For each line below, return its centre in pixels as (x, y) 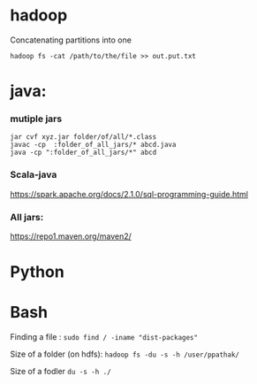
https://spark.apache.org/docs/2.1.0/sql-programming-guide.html (129, 194)
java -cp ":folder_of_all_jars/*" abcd (83, 153)
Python (37, 272)
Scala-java (34, 175)
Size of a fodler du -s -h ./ (60, 372)
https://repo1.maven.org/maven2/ (71, 236)
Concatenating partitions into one (71, 40)
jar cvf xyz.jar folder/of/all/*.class (83, 137)
